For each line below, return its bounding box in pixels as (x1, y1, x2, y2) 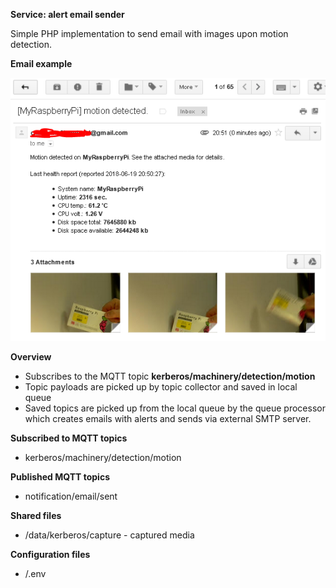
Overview (10, 350, 52, 363)
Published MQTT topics (10, 470, 110, 483)
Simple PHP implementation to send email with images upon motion (10, 28, 289, 39)
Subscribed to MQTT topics (10, 432, 128, 444)
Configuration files (10, 548, 91, 560)
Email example (10, 58, 73, 69)
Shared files (10, 509, 62, 521)
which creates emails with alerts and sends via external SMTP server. (24, 412, 312, 424)
